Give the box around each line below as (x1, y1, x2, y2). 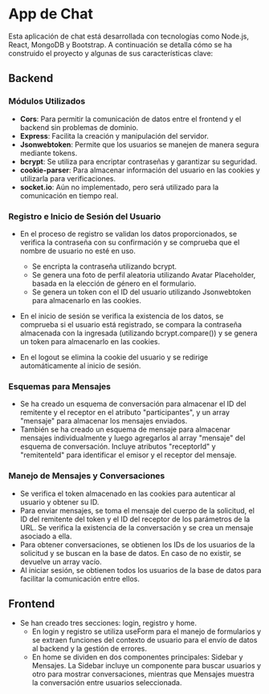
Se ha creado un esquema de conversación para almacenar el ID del (19, 399, 247, 409)
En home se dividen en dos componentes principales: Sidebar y (31, 652, 243, 662)
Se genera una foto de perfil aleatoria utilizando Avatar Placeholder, (31, 270, 256, 279)
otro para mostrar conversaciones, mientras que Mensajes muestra (31, 669, 255, 679)
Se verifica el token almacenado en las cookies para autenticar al (19, 489, 235, 498)
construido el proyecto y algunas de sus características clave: (8, 48, 214, 58)
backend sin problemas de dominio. (19, 122, 139, 132)
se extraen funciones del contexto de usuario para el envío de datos (31, 635, 258, 645)
